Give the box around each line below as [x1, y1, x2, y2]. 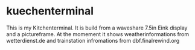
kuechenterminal [6, 4, 94, 18]
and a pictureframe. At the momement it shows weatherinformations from [6, 30, 189, 37]
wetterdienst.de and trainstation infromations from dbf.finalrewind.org [6, 37, 180, 44]
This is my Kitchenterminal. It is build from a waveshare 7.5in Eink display [6, 24, 188, 31]
